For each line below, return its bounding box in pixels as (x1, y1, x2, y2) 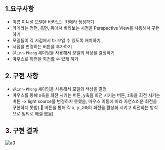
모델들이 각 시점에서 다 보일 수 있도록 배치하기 (12, 37, 101, 43)
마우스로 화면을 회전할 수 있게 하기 (12, 56, 79, 62)
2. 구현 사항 (5, 72, 39, 80)
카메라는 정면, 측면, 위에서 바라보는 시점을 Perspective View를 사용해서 (12, 25, 151, 31)
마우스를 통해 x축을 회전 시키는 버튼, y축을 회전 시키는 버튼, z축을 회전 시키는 (12, 92, 161, 98)
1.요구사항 (5, 4, 35, 13)
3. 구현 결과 (5, 127, 39, 135)
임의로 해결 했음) (21, 110, 54, 116)
